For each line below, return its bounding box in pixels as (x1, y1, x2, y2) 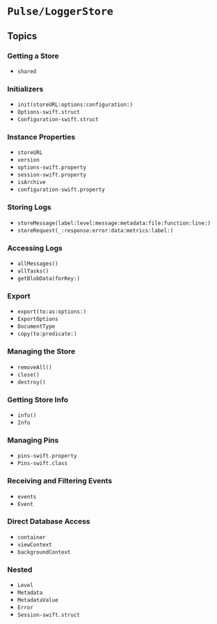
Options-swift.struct (17, 109, 80, 116)
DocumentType (17, 323, 56, 330)
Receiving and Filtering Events (7, 476, 113, 486)
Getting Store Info (7, 395, 69, 404)
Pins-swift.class (17, 460, 68, 467)
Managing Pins (7, 435, 59, 445)
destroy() (17, 379, 47, 386)
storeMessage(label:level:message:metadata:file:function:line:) (17, 220, 211, 227)
